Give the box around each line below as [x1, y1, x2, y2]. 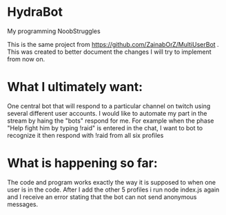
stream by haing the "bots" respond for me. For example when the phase [7, 116, 214, 125]
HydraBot [7, 4, 63, 20]
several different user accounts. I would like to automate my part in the [7, 109, 207, 117]
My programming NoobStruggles [7, 27, 101, 35]
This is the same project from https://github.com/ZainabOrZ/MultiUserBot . [7, 40, 219, 48]
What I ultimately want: [7, 79, 143, 95]
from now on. [7, 54, 45, 63]
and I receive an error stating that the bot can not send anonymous [7, 192, 198, 201]
